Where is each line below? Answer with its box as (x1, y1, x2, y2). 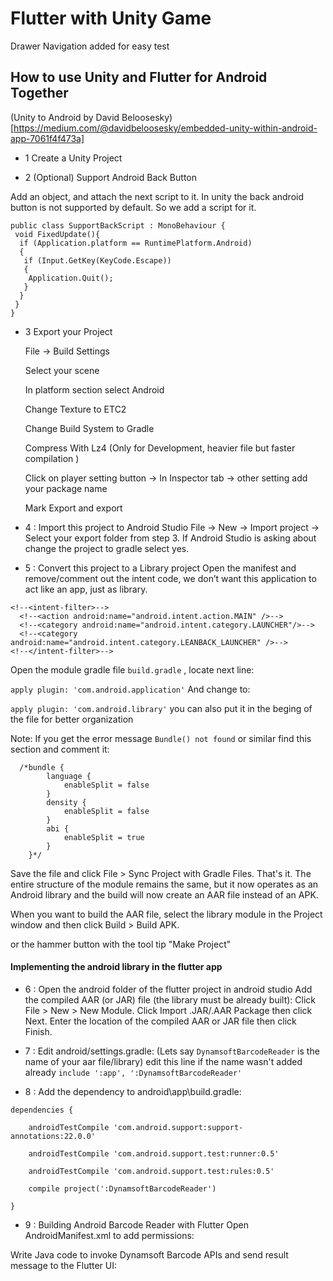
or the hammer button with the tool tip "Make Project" (10, 938, 232, 950)
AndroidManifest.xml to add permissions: (24, 1229, 195, 1241)
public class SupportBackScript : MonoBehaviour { (10, 220, 226, 231)
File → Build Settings (24, 345, 110, 357)
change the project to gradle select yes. (24, 542, 190, 554)
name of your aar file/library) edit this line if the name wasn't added (24, 1055, 303, 1067)
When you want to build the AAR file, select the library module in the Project (10, 908, 323, 920)
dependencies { (10, 1105, 74, 1115)
